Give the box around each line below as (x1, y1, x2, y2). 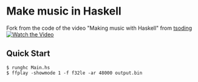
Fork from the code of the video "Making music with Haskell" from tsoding (6, 24, 193, 32)
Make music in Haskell (6, 4, 121, 18)
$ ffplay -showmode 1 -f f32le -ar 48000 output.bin (6, 70, 143, 76)
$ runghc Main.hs (6, 64, 50, 70)
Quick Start (6, 49, 50, 59)
